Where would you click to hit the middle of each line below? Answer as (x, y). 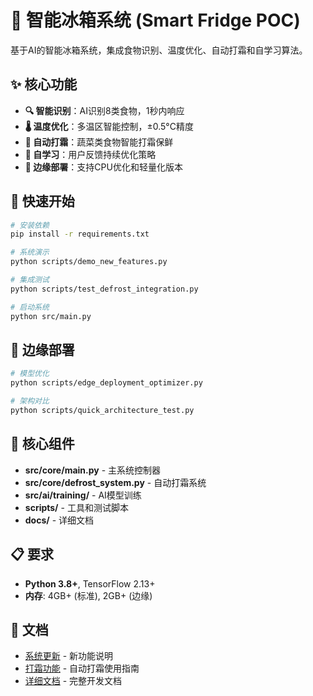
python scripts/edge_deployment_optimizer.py (106, 383)
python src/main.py (51, 316)
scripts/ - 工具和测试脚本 (76, 507)
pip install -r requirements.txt (80, 234)
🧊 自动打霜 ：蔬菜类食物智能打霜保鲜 (99, 142)
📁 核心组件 (42, 444)
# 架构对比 (30, 401)
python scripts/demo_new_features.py (89, 262)
